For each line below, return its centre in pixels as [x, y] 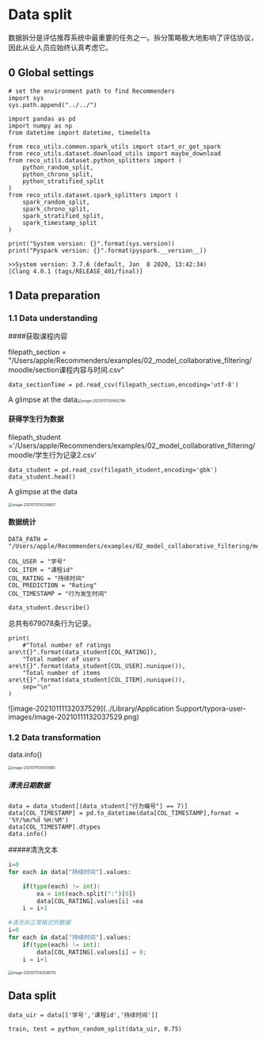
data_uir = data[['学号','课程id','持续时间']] [83, 1016]
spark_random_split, [56, 202]
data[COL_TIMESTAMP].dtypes [55, 827]
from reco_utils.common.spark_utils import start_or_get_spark [115, 147]
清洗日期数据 [29, 785]
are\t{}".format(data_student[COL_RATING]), [83, 652]
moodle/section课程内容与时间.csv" [66, 370]
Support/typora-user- [211, 708]
